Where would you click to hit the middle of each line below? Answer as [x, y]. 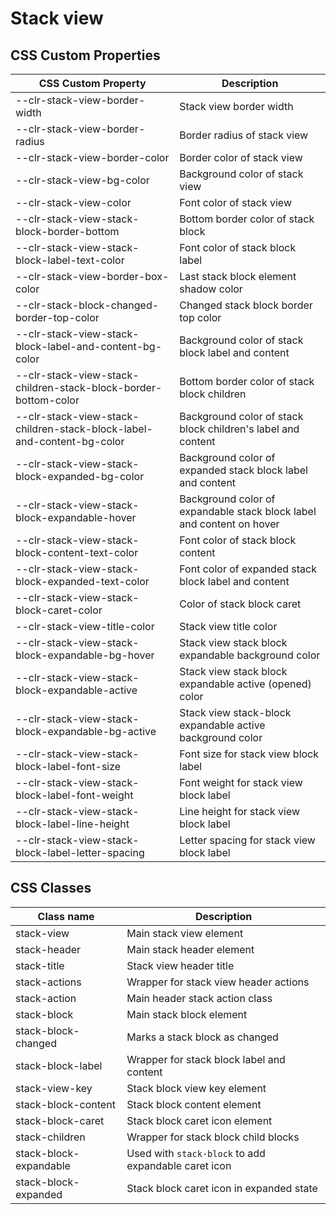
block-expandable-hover [76, 517]
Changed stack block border [246, 305]
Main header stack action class [199, 998]
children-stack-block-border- [89, 387]
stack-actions [48, 982]
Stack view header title [180, 965]
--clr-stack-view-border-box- [92, 276]
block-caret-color [59, 610]
